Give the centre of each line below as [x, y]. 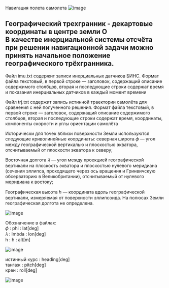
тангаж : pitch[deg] [26, 265]
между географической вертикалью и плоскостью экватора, [72, 145]
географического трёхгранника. [60, 64]
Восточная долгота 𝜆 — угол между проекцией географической [75, 160]
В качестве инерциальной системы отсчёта [79, 40]
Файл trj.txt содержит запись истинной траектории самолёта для [76, 102]
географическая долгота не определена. [49, 203]
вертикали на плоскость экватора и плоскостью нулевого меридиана [81, 165]
